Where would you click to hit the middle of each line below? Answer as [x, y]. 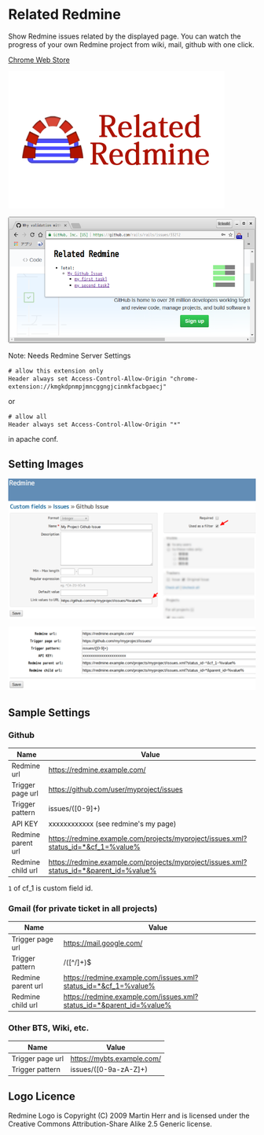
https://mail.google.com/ [103, 943]
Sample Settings [49, 713]
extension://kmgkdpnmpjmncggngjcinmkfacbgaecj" [88, 387]
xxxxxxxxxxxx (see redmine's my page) [112, 824]
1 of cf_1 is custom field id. [51, 888]
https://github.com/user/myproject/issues [115, 789]
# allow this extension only [56, 371]
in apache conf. [33, 439]
